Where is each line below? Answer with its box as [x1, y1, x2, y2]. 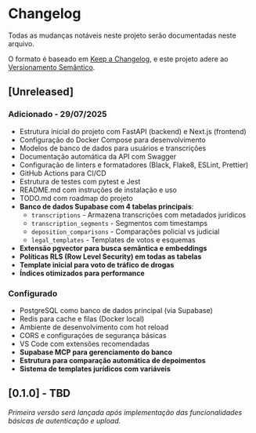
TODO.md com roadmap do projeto [19, 193, 133, 202]
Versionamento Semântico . [8, 62, 96, 71]
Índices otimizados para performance [19, 268, 145, 278]
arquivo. [8, 38, 35, 48]
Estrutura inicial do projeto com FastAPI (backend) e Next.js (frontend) [19, 126, 247, 136]
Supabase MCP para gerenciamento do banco [19, 347, 173, 357]
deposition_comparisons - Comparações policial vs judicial [31, 227, 220, 236]
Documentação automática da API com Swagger [19, 151, 177, 161]
